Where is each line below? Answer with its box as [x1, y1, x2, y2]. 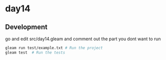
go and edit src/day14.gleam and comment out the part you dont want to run [5, 36, 161, 42]
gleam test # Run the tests [5, 50, 65, 55]
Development [5, 23, 48, 31]
